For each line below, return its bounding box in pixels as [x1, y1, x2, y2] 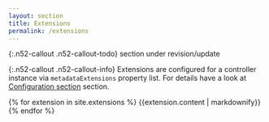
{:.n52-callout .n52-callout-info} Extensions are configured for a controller [8, 65, 257, 74]
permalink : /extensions [8, 27, 89, 35]
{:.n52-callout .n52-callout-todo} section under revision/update [8, 49, 221, 59]
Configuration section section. [8, 82, 110, 91]
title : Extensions [8, 19, 71, 27]
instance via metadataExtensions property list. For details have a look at [8, 74, 246, 83]
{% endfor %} [8, 106, 55, 116]
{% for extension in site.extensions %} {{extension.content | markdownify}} [8, 98, 262, 107]
